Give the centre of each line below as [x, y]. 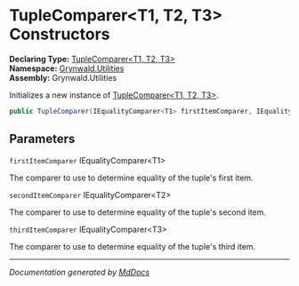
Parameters [42, 139]
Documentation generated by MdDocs [79, 272]
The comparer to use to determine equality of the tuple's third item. [133, 246]
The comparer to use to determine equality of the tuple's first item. [131, 178]
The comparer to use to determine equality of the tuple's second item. [138, 212]
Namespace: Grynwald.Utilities [67, 68]
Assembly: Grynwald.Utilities [63, 77]
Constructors [60, 34]
